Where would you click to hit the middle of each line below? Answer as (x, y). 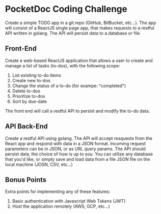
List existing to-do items (37, 75)
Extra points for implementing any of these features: (58, 192)
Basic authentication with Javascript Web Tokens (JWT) (69, 201)
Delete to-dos (26, 91)
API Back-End (27, 126)
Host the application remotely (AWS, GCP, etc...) (61, 206)
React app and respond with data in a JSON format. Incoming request (75, 143)
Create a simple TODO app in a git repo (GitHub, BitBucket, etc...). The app (80, 23)
